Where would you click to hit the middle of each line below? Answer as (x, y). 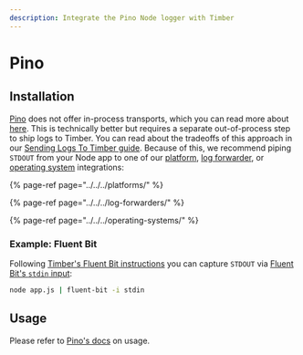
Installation (42, 97)
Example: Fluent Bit (53, 244)
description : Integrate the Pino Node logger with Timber (122, 18)
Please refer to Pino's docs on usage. (80, 340)
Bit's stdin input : (41, 273)
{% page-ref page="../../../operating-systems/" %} (104, 220)
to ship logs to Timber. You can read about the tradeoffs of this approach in (151, 138)
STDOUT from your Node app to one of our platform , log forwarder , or (137, 157)
